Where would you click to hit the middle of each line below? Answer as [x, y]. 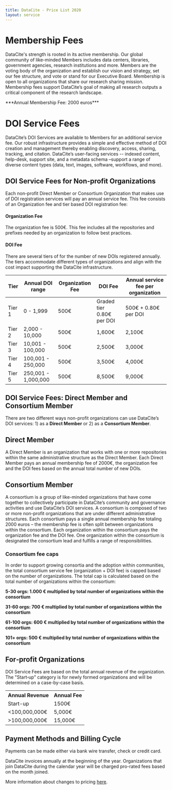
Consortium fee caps [32, 554]
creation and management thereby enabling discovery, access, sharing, [81, 148]
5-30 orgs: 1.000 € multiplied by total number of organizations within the [84, 592]
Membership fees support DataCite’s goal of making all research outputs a [84, 87]
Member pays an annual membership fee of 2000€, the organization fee [81, 463]
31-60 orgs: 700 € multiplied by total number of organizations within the [84, 607]
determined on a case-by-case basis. [45, 683]
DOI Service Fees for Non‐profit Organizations [81, 181]
